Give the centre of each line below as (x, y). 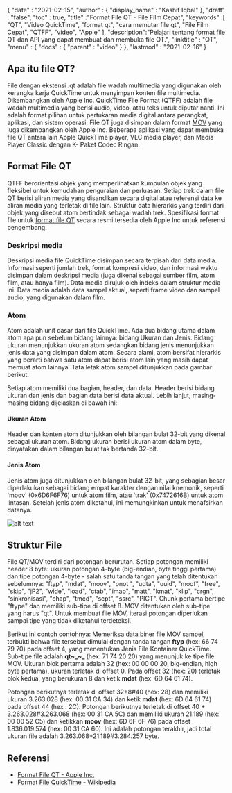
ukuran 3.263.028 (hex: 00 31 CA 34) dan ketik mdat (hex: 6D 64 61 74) (109, 699)
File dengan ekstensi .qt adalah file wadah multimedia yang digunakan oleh (114, 85)
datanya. (20, 510)
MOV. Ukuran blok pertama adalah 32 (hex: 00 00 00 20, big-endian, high (113, 664)
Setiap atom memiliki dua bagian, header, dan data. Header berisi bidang (111, 388)
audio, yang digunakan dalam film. (56, 297)
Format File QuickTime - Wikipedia (66, 782)
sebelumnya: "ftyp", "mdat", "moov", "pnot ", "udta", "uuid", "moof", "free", (114, 584)
